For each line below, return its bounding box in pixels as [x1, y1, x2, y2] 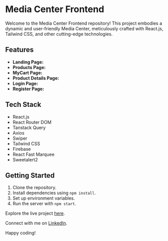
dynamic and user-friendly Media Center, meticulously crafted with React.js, [5, 25, 163, 31]
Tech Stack [5, 100, 41, 109]
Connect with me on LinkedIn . [5, 220, 68, 226]
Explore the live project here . [5, 210, 65, 216]
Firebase [12, 146, 31, 152]
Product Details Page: [12, 75, 60, 81]
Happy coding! [5, 230, 36, 236]
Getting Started [5, 171, 55, 179]
